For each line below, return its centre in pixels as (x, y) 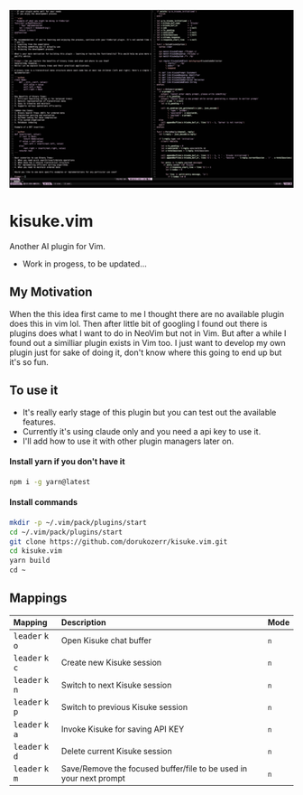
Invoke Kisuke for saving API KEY (123, 729)
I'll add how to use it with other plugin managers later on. (128, 441)
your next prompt (94, 779)
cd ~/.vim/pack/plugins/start (66, 532)
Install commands (44, 502)
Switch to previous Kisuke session (124, 706)
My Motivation (51, 292)
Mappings (38, 599)
